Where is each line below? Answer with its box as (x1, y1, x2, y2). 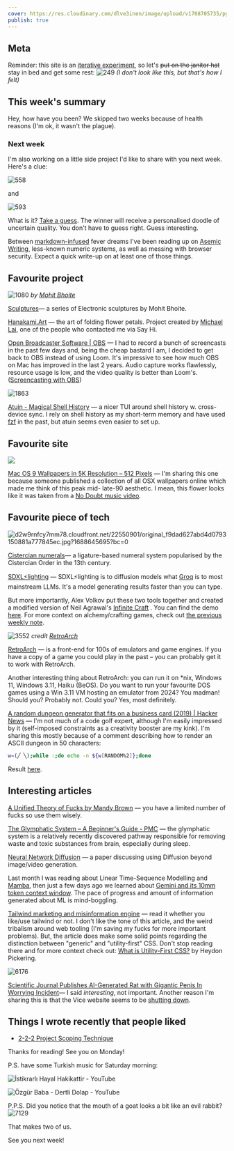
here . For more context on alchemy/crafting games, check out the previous (8, 610, 222, 619)
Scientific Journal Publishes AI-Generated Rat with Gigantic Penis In (8, 980, 203, 989)
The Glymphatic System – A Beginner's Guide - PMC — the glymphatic (8, 824, 210, 833)
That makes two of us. (8, 1122, 72, 1131)
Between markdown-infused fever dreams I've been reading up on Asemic (8, 238, 222, 246)
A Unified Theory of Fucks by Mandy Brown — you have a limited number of (8, 803, 226, 812)
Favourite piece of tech (8, 511, 110, 523)
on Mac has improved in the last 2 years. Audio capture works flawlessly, (8, 361, 217, 369)
